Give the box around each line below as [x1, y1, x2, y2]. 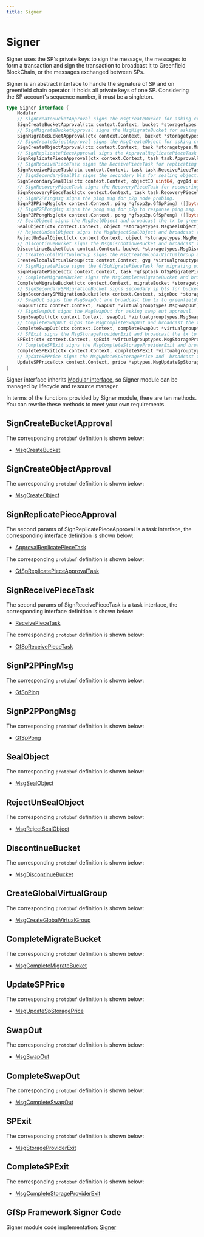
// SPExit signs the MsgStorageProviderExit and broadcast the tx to [17, 331, 197, 337]
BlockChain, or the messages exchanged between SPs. [6, 68, 144, 75]
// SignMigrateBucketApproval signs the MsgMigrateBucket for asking [17, 127, 197, 134]
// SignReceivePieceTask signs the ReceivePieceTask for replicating [17, 161, 197, 167]
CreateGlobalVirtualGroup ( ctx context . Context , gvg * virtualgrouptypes [17, 257, 202, 263]
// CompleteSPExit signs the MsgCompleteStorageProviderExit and [17, 342, 186, 349]
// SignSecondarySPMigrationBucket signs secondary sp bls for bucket [17, 285, 200, 292]
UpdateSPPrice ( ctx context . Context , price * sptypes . [17, 359, 154, 365]
